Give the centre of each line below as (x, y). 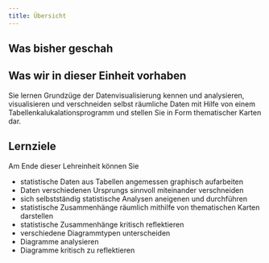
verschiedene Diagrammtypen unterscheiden (95, 233)
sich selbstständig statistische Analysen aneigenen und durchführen (134, 198)
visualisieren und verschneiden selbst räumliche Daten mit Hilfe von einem (132, 104)
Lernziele (32, 146)
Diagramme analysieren (59, 241)
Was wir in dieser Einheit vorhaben (97, 76)
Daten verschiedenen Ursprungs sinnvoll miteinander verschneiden (132, 190)
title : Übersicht (37, 16)
